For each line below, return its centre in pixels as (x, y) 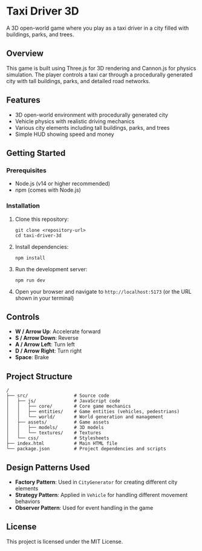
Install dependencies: (42, 246)
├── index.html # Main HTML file (62, 444)
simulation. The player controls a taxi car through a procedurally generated (99, 75)
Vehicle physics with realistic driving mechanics (75, 121)
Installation (23, 206)
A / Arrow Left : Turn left (45, 345)
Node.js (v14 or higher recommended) (63, 184)
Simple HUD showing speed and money (64, 134)
